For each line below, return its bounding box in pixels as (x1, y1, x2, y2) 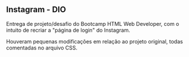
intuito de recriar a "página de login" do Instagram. (6, 26, 131, 33)
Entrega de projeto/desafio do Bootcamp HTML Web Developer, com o (6, 20, 179, 27)
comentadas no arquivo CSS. (6, 44, 78, 51)
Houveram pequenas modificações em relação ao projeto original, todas (6, 38, 183, 45)
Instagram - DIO (6, 5, 67, 15)
